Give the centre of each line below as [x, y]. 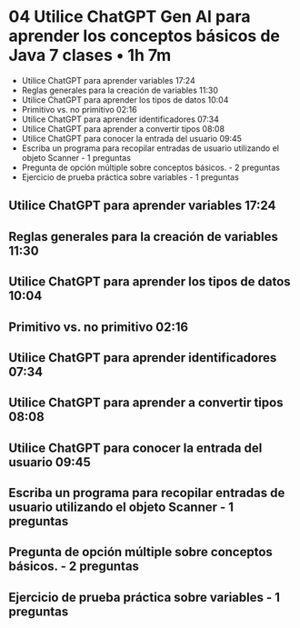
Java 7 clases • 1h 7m [90, 55]
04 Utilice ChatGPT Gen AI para [130, 17]
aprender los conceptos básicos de [145, 36]
